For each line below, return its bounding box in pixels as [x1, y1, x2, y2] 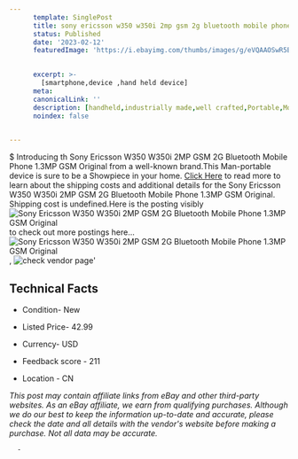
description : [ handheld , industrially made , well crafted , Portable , [32, 103, 284, 112]
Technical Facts [9, 281, 99, 296]
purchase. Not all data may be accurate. [9, 427, 158, 439]
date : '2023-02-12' [32, 37, 105, 47]
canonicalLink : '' [32, 95, 101, 104]
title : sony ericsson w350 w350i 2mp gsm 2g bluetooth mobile [32, 21, 268, 30]
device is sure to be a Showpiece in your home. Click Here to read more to [9, 170, 281, 182]
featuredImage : [32, 46, 90, 55]
